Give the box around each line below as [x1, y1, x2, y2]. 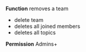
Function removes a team [5, 5, 69, 12]
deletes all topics [14, 29, 56, 36]
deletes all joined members [14, 23, 81, 30]
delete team [14, 17, 44, 23]
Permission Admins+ [5, 41, 58, 47]
